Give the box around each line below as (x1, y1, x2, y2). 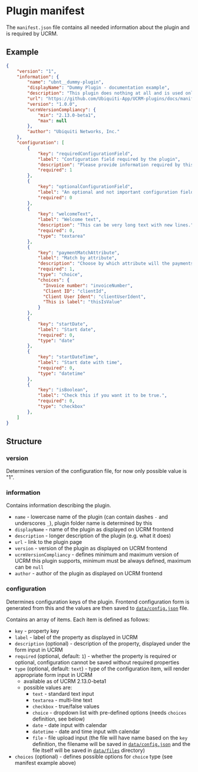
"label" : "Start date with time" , (37, 359, 123, 365)
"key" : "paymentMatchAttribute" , (37, 249, 120, 255)
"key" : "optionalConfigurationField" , (37, 184, 133, 190)
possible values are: (23, 684, 72, 691)
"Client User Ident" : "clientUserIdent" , (43, 294, 146, 300)
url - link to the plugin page (14, 539, 82, 546)
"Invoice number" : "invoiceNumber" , (43, 283, 133, 288)
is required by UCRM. (6, 30, 58, 37)
